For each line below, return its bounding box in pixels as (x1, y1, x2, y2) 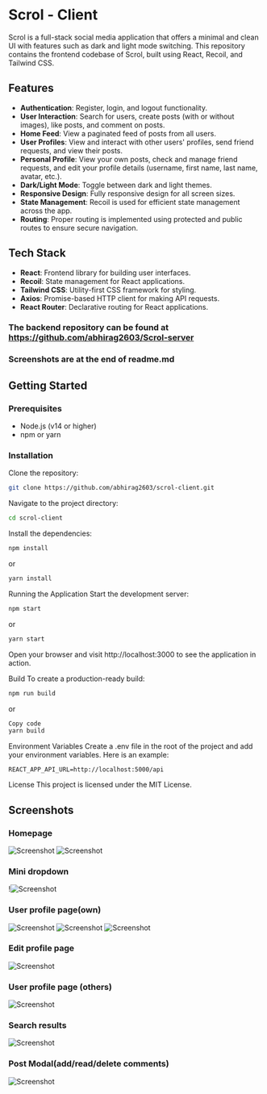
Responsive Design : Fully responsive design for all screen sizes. (19, 188, 236, 198)
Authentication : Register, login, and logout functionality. (19, 102, 208, 112)
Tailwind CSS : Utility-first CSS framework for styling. (19, 285, 197, 294)
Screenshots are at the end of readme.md (8, 353, 175, 365)
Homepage (8, 827, 52, 838)
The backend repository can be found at (8, 322, 169, 333)
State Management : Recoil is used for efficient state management (19, 197, 240, 207)
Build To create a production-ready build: (8, 674, 145, 683)
